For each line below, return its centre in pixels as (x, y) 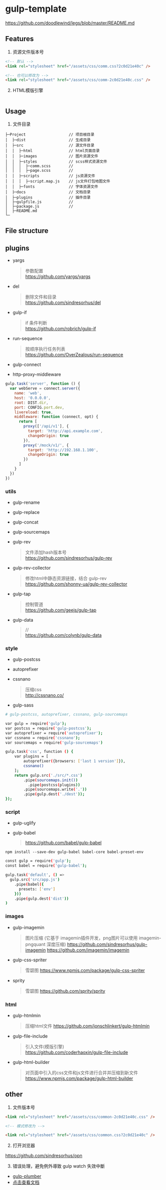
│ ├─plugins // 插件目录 (48, 198)
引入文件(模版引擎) (45, 1046)
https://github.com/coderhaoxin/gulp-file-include (76, 1052)
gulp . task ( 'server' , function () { (43, 384)
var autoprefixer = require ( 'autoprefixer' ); (54, 733)
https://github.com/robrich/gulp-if (60, 329)
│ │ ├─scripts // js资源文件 (50, 176)
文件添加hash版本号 (46, 552)
